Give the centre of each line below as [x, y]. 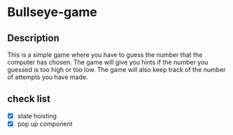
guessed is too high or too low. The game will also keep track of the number [116, 70]
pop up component [45, 124]
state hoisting [37, 115]
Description [33, 38]
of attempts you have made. [48, 77]
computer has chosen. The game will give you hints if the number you [108, 62]
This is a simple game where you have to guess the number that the [105, 55]
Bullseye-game [52, 12]
